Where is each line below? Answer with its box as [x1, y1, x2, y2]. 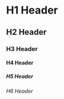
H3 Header [6, 45, 39, 53]
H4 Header [6, 60, 34, 67]
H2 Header [6, 27, 47, 37]
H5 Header [6, 72, 34, 80]
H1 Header [6, 4, 58, 17]
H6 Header [6, 88, 33, 95]
